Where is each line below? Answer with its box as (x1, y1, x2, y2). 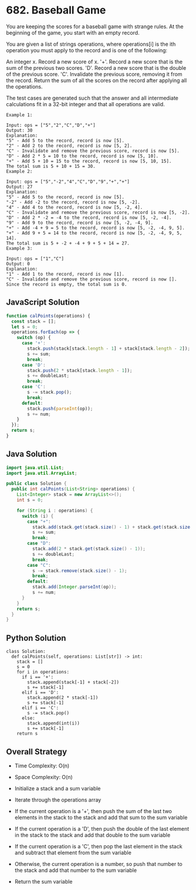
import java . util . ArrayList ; (6, 470, 77, 476)
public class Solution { (6, 480, 67, 487)
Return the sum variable (14, 878, 73, 885)
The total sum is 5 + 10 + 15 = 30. (6, 163, 96, 169)
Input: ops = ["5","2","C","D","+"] (6, 122, 96, 128)
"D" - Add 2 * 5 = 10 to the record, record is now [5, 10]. (6, 153, 159, 159)
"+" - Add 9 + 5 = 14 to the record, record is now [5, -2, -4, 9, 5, (6, 230, 183, 236)
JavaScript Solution (6, 297, 80, 307)
